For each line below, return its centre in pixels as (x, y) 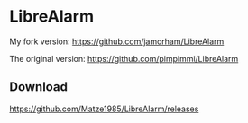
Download (38, 87)
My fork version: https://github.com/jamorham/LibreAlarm (117, 41)
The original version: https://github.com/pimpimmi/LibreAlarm (124, 58)
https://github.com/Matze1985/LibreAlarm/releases (104, 109)
